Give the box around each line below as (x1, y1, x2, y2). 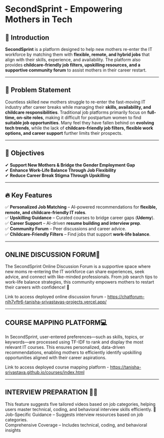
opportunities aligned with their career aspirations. (5, 355, 106, 361)
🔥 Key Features (5, 191, 53, 199)
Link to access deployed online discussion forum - (5, 294, 106, 300)
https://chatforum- (107, 294, 145, 300)
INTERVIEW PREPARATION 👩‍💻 (5, 388, 98, 396)
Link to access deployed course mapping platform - (5, 364, 109, 370)
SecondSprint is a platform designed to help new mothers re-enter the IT (5, 47, 153, 52)
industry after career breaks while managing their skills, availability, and (5, 104, 151, 110)
